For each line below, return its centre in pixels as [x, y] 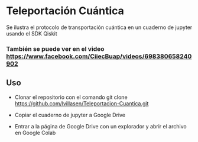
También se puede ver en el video [55, 49]
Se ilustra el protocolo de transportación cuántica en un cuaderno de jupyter [99, 27]
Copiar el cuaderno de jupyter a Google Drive [70, 115]
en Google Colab [35, 133]
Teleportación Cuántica [65, 11]
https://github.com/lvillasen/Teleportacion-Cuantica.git [82, 103]
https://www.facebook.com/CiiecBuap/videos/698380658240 [99, 56]
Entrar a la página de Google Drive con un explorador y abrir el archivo [101, 126]
